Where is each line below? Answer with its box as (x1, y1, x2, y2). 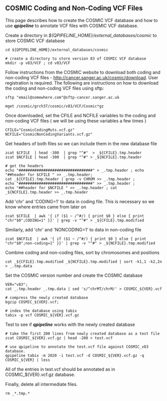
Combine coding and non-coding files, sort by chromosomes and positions (5, 249, 160, 255)
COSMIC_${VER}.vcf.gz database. (5, 371, 75, 377)
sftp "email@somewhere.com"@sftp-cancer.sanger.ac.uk (5, 95, 120, 100)
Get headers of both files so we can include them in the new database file (5, 140, 157, 147)
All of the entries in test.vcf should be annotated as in (5, 366, 115, 372)
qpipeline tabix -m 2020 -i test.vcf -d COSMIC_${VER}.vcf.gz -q (5, 353, 144, 358)
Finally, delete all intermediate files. (5, 381, 78, 387)
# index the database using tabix (5, 308, 77, 313)
